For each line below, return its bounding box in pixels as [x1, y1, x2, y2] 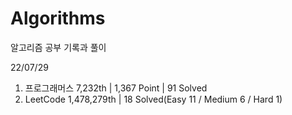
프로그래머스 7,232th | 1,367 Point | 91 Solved [24, 82, 208, 94]
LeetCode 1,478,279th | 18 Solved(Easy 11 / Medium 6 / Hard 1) [24, 93, 283, 105]
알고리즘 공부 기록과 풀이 [10, 41, 107, 53]
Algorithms [10, 7, 106, 30]
